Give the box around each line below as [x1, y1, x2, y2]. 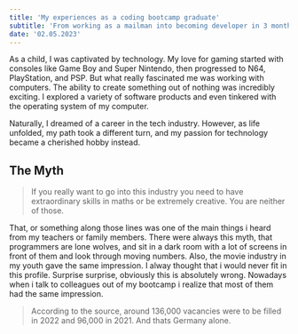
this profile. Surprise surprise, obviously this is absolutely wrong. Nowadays [9, 270, 286, 281]
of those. [30, 205, 65, 216]
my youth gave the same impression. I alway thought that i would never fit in [9, 260, 287, 271]
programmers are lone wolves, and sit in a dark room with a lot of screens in [9, 242, 287, 252]
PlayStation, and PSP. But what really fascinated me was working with [9, 73, 264, 83]
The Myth [9, 163, 65, 178]
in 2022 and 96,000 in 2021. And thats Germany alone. [30, 315, 231, 326]
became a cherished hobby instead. [9, 137, 141, 147]
